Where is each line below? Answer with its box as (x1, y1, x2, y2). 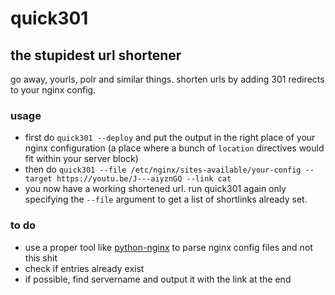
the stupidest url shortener (10, 47, 182, 64)
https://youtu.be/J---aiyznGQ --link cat (56, 174, 232, 184)
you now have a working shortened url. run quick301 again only (24, 183, 287, 195)
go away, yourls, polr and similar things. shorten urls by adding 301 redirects (10, 73, 325, 85)
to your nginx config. (10, 84, 97, 96)
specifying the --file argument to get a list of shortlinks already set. (24, 193, 308, 206)
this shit (24, 252, 58, 264)
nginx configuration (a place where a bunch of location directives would (24, 142, 325, 154)
